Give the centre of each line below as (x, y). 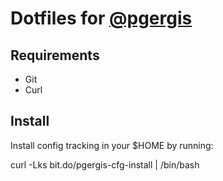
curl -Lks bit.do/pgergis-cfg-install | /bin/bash (105, 164)
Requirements (55, 55)
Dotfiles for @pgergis (101, 18)
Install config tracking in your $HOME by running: (112, 145)
